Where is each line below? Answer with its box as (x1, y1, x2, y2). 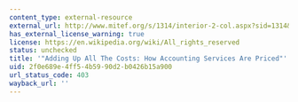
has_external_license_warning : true (9, 29, 145, 38)
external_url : (9, 21, 62, 30)
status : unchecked (9, 46, 77, 55)
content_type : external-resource (9, 12, 133, 22)
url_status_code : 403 (9, 71, 90, 80)
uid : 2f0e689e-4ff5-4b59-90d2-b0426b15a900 (9, 63, 173, 72)
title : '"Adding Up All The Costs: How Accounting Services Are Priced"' (9, 54, 288, 63)
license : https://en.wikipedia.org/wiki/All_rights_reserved (9, 37, 240, 47)
